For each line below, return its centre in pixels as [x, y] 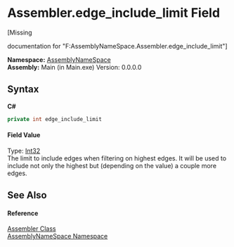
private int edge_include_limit [54, 119]
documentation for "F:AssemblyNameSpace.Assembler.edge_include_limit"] [117, 46]
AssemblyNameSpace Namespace [58, 236]
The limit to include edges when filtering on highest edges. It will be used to [117, 158]
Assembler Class [32, 229]
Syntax [23, 89]
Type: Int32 [24, 151]
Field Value [24, 135]
